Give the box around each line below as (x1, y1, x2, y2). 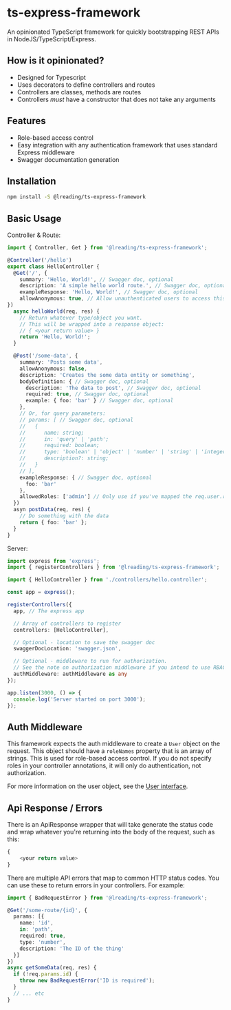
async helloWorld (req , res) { (13, 308, 100, 315)
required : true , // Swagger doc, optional (25, 391, 149, 398)
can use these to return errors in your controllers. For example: (7, 880, 186, 889)
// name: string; (19, 429, 85, 436)
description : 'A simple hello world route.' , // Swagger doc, (19, 282, 201, 289)
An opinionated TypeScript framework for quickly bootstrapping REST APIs (7, 28, 220, 36)
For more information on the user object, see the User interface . (7, 782, 188, 790)
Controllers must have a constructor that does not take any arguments (16, 95, 217, 103)
